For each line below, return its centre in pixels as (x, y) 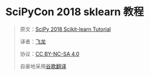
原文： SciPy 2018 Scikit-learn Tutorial (65, 29)
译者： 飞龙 (33, 41)
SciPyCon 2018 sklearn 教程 (75, 12)
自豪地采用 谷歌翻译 (43, 66)
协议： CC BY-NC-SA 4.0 (50, 53)
